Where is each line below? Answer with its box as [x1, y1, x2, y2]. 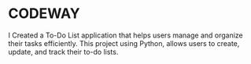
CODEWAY [8, 5, 80, 23]
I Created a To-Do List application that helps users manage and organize [8, 30, 244, 40]
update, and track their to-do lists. [8, 47, 119, 56]
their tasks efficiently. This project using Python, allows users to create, [8, 38, 240, 48]
